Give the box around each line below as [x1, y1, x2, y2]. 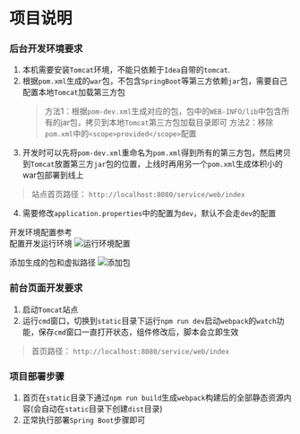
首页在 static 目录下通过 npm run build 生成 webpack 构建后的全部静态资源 [21, 392, 284, 404]
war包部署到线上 [21, 169, 84, 180]
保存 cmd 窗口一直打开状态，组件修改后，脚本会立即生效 [38, 326, 239, 337]
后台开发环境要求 [9, 42, 83, 55]
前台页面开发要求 [9, 282, 83, 294]
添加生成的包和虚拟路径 [9, 257, 96, 268]
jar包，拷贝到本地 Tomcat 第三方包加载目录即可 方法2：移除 [60, 117, 274, 128]
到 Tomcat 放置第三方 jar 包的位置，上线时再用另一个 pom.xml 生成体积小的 [21, 159, 284, 169]
